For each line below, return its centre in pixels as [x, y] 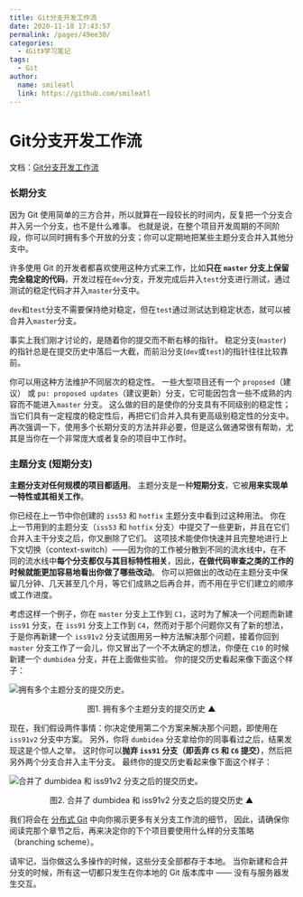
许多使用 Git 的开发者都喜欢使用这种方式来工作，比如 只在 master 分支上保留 [149, 267]
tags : [19, 60]
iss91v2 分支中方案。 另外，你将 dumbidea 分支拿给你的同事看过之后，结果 [147, 739]
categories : [32, 43]
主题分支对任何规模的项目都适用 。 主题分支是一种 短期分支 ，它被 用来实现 [145, 485]
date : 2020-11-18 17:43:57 [60, 26]
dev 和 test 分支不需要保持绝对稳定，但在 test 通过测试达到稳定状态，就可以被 [150, 309]
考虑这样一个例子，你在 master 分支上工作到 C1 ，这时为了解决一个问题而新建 [151, 614]
